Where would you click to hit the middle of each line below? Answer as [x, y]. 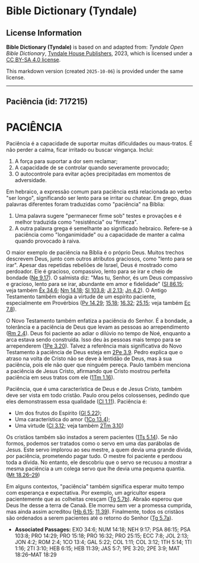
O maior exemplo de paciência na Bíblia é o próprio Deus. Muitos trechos [95, 253]
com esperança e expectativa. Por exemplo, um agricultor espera [86, 493]
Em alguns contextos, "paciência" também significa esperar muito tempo [95, 486]
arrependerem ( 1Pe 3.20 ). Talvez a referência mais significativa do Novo [94, 346]
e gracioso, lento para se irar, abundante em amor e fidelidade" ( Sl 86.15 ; [95, 284]
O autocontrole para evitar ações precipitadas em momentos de [92, 174]
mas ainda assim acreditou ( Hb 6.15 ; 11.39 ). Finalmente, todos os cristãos [95, 512]
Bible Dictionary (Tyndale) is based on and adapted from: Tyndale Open [95, 47]
